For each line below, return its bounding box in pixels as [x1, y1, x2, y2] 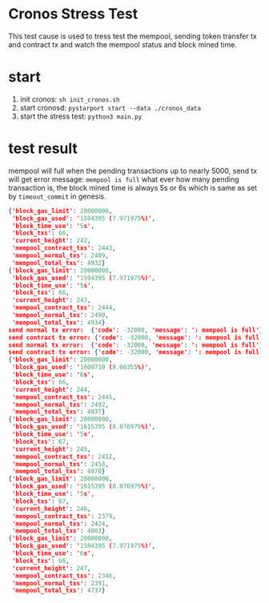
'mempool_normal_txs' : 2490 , [11, 312, 110, 320]
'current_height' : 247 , [11, 564, 91, 573]
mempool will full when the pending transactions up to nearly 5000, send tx [8, 166, 258, 175]
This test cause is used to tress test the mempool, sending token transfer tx [8, 31, 258, 41]
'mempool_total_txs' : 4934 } [11, 318, 106, 327]
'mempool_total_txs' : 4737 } [11, 586, 106, 595]
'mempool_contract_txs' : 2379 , [11, 512, 116, 521]
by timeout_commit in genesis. [8, 191, 106, 201]
